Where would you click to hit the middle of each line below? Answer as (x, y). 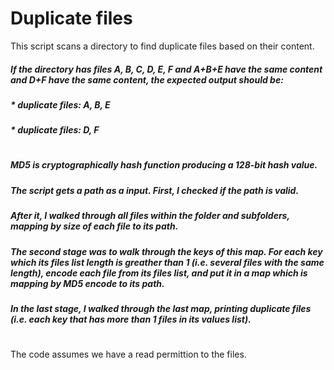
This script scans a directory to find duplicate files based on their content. (162, 46)
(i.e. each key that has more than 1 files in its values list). (131, 319)
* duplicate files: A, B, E (60, 104)
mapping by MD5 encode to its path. (87, 283)
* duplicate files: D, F (55, 130)
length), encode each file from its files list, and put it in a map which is (159, 273)
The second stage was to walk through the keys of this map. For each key (166, 251)
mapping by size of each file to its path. (94, 226)
